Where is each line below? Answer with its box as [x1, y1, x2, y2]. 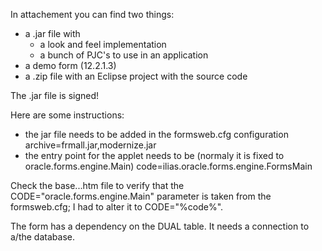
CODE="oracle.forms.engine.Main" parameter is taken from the [10, 190, 272, 202]
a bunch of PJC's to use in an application [39, 49, 209, 61]
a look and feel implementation [39, 39, 167, 50]
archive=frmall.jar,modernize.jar [24, 139, 157, 151]
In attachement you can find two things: [10, 9, 175, 20]
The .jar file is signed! [10, 90, 100, 101]
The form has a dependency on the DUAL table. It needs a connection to [10, 220, 310, 232]
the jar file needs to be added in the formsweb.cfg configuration [24, 129, 289, 140]
